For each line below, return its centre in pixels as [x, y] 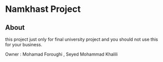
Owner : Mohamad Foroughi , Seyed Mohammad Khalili [61, 54]
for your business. [24, 45]
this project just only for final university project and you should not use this [81, 39]
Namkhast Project [43, 9]
